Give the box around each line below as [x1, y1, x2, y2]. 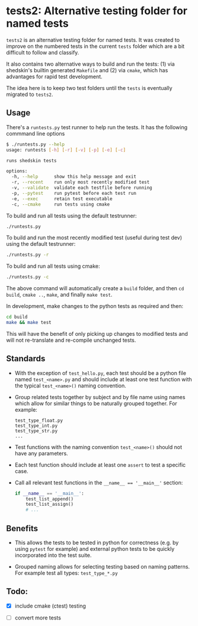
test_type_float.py [14, 418, 63, 423]
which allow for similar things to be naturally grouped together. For [14, 400, 178, 407]
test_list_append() [25, 496, 74, 502]
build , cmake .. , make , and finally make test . [6, 291, 113, 298]
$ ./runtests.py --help [6, 141, 65, 147]
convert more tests [14, 614, 61, 621]
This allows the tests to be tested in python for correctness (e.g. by [14, 539, 179, 546]
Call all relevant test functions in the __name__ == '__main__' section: [14, 479, 183, 486]
